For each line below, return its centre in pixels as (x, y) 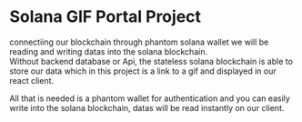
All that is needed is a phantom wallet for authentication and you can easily (150, 98)
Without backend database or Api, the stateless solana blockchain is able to (151, 61)
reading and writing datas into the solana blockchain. (108, 51)
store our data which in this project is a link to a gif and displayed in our (143, 71)
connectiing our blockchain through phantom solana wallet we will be (139, 42)
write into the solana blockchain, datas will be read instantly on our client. (147, 107)
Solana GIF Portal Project (106, 17)
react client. (32, 80)
